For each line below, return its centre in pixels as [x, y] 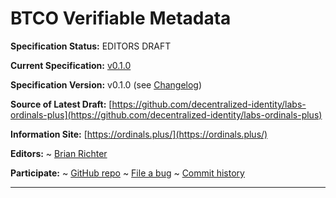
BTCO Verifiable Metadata [121, 18]
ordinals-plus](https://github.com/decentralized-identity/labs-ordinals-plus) [166, 114]
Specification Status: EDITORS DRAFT [91, 46]
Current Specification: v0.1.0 [71, 65]
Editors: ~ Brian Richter [59, 153]
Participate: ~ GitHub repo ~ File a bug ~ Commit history [127, 173]
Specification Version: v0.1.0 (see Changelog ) [106, 84]
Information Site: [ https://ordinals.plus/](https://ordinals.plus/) [139, 134]
